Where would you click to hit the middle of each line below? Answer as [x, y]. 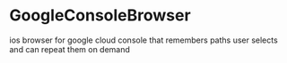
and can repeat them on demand [70, 49]
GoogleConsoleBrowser [100, 16]
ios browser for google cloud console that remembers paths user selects [143, 40]
